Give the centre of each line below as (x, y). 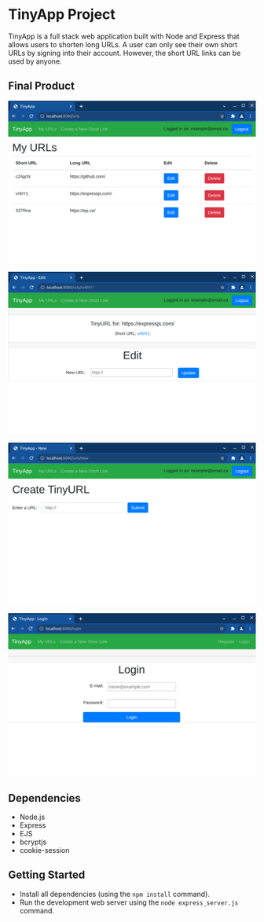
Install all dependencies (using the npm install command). (115, 894)
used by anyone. (35, 61)
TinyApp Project (62, 15)
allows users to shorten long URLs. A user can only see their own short (123, 44)
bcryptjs (33, 842)
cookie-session (44, 850)
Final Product (41, 86)
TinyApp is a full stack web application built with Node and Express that (124, 36)
